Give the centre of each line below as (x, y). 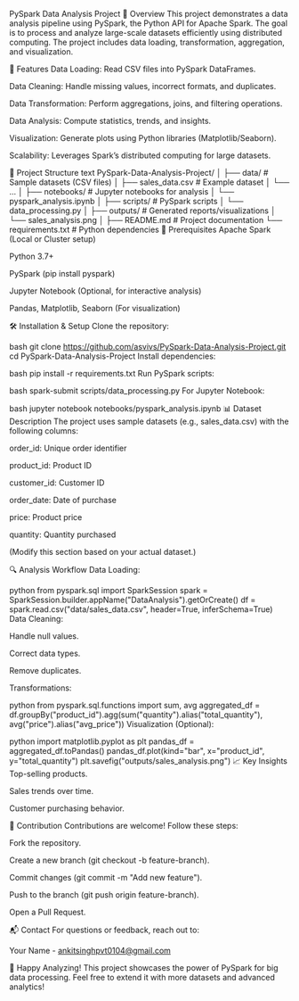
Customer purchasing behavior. (67, 808)
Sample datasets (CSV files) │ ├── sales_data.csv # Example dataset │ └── (149, 182)
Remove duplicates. (45, 670)
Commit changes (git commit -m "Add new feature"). (106, 877)
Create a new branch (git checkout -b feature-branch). (109, 860)
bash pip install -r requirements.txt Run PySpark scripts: (112, 373)
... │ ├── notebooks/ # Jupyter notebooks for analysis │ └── (122, 191)
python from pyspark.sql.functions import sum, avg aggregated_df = (135, 705)
